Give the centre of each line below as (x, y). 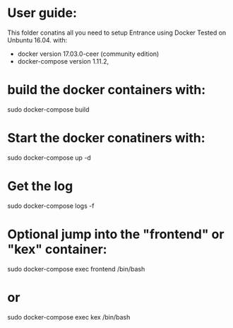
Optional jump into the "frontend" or (116, 234)
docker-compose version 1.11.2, (63, 61)
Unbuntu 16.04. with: (37, 40)
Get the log (40, 186)
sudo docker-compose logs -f (51, 206)
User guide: (42, 13)
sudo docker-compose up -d (49, 158)
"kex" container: (57, 249)
